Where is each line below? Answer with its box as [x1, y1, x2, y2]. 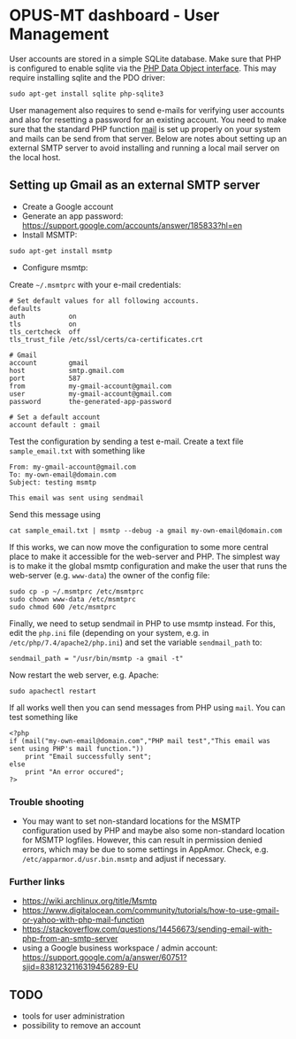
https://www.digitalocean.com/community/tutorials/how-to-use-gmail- [21, 905, 280, 916]
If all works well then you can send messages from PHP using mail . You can [9, 702, 285, 713]
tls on [9, 320, 77, 329]
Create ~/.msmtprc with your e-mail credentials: [9, 279, 181, 290]
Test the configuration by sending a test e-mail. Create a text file [9, 436, 244, 446]
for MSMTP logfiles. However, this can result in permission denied [21, 834, 263, 846]
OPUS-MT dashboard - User [9, 5, 220, 26]
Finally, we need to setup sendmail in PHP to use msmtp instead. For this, [9, 617, 276, 629]
